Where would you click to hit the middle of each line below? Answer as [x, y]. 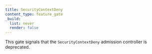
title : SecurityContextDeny [34, 10]
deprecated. [18, 47]
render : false [24, 28]
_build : [13, 19]
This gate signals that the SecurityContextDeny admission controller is [76, 42]
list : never [22, 23]
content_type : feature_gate [34, 14]
